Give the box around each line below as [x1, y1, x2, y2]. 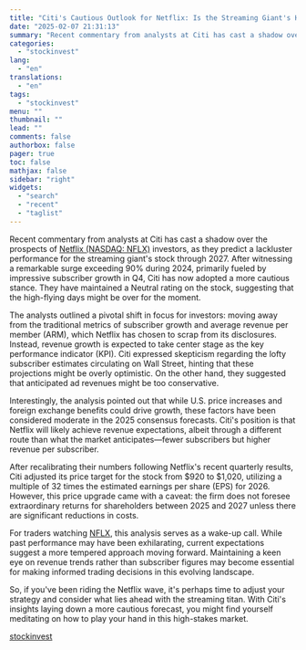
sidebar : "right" [9, 174, 76, 183]
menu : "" [9, 107, 43, 116]
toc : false [9, 157, 51, 167]
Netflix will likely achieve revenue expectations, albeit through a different [9, 424, 282, 435]
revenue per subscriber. [9, 444, 99, 455]
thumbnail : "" [9, 115, 64, 124]
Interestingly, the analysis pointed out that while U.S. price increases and [9, 394, 282, 406]
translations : [9, 73, 64, 82]
